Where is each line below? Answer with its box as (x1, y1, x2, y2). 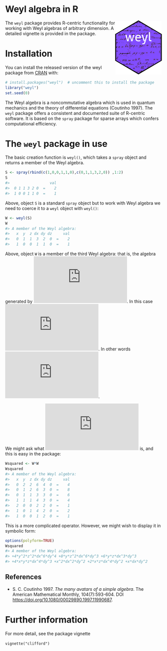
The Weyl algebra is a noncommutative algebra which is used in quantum (5, 100, 155, 106)
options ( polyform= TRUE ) (5, 538, 55, 543)
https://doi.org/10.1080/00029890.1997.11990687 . (12, 596, 113, 603)
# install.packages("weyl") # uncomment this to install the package (5, 80, 155, 85)
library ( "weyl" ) (5, 85, 39, 90)
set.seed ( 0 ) (5, 91, 30, 96)
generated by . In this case (5, 299, 153, 305)
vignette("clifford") (5, 641, 50, 646)
